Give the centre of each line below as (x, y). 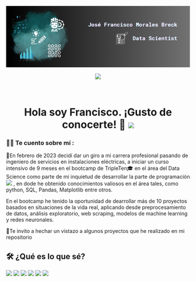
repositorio (19, 237)
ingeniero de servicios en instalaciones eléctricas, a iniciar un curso (87, 162)
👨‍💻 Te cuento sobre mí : (40, 143)
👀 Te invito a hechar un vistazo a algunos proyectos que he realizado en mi (95, 231)
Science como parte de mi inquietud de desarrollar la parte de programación (98, 177)
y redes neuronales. (30, 220)
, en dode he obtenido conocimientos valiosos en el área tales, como (96, 184)
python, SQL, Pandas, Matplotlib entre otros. (59, 190)
